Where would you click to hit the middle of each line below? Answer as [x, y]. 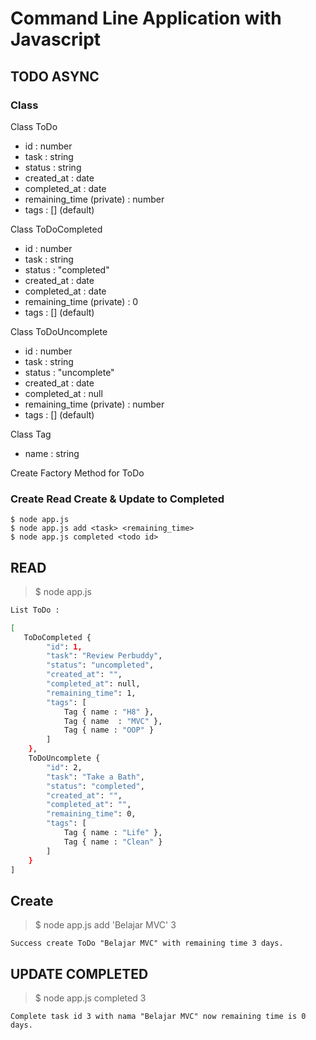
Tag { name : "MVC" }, [113, 721]
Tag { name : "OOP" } [109, 730]
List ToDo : [35, 610]
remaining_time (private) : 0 [81, 301]
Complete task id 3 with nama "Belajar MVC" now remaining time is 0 [158, 1017]
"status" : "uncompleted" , [100, 665]
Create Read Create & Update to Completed [117, 499]
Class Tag [31, 434]
